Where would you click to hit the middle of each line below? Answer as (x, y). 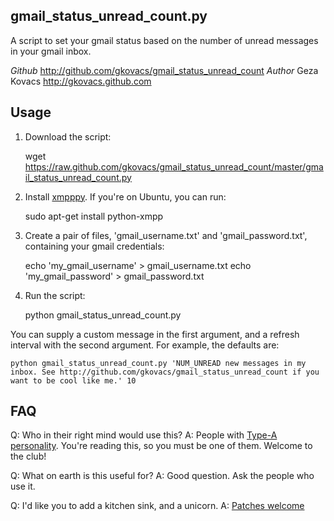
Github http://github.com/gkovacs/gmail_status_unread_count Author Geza (164, 70)
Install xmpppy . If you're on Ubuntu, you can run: (125, 196)
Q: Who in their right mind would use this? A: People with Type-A (144, 435)
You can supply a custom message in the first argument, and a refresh (155, 334)
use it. (23, 486)
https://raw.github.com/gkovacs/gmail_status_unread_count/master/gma (174, 166)
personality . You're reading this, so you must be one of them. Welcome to (161, 446)
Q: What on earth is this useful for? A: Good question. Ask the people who (162, 476)
